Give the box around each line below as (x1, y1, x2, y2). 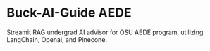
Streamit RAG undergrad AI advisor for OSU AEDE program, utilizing (6, 28, 204, 36)
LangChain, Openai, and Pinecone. (6, 35, 107, 43)
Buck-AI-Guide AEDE (6, 5, 132, 21)
